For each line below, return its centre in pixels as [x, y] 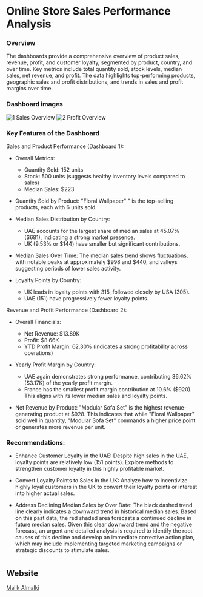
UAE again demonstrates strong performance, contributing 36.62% [108, 377]
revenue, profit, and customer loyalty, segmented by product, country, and [99, 62]
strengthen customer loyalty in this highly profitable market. [90, 469]
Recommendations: [36, 443]
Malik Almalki [23, 587]
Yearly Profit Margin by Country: [55, 365]
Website [22, 573]
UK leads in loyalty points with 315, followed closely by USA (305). [107, 292]
